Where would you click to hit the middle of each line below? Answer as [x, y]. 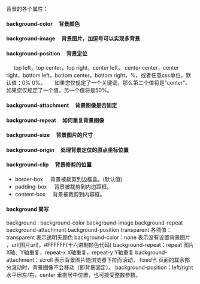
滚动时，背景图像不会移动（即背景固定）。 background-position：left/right [102, 267]
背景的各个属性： [27, 9]
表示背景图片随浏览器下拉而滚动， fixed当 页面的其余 [119, 260]
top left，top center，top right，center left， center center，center [96, 68]
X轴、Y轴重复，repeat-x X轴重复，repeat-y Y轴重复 [70, 252]
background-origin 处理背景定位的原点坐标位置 [67, 150]
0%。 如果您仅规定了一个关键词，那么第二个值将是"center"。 [111, 83]
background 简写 [28, 209]
